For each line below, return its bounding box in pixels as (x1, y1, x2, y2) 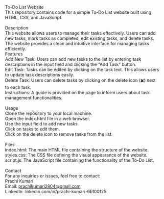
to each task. (5, 84, 31, 90)
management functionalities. (5, 95, 63, 100)
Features (5, 51, 23, 57)
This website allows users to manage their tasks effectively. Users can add (5, 30, 156, 36)
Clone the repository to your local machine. (5, 110, 93, 116)
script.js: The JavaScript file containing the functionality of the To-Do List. (5, 157, 154, 163)
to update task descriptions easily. (5, 72, 74, 77)
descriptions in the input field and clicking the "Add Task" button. (5, 61, 137, 67)
